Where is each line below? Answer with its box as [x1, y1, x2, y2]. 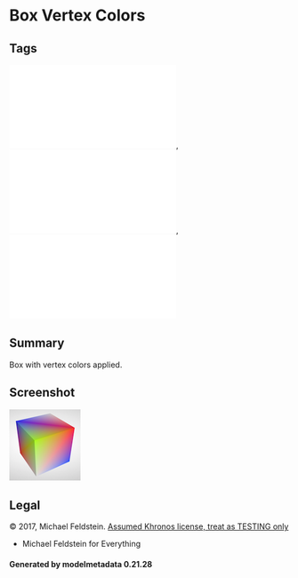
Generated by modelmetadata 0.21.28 [9, 559, 153, 570]
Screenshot [9, 385, 76, 400]
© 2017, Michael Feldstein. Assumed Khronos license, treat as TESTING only [9, 521, 289, 532]
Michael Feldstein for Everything [21, 539, 141, 550]
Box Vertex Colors [9, 5, 146, 26]
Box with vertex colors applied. [9, 359, 123, 370]
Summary [9, 335, 65, 351]
